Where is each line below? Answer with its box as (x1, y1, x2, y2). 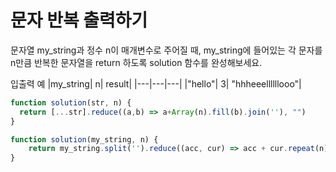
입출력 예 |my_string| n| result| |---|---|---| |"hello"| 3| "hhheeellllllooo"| (10, 77, 302, 90)
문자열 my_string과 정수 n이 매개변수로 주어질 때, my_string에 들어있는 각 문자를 (10, 44, 323, 56)
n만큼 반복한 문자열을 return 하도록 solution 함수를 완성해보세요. (10, 56, 263, 68)
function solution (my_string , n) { (10, 134, 159, 145)
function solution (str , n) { (10, 97, 132, 108)
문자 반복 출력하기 (10, 9, 148, 32)
